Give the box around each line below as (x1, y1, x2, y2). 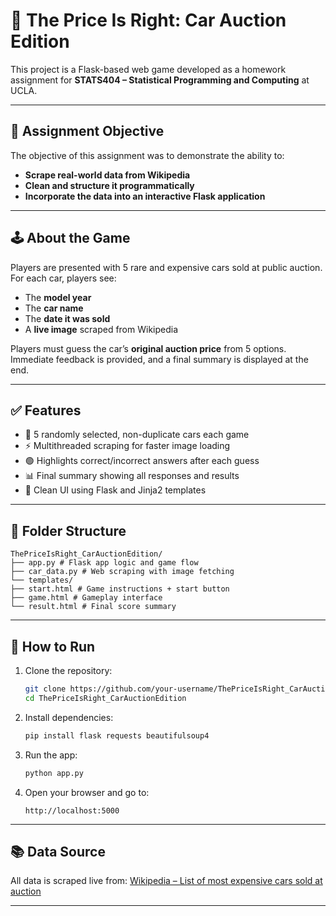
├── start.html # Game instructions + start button (10, 584, 230, 594)
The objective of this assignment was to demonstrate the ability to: (10, 149, 285, 161)
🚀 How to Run (10, 638, 96, 655)
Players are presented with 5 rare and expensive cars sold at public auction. (10, 261, 323, 273)
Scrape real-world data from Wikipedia (24, 169, 191, 181)
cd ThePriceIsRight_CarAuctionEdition (24, 693, 187, 703)
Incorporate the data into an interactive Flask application (24, 190, 266, 202)
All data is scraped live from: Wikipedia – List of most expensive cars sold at (10, 875, 323, 887)
